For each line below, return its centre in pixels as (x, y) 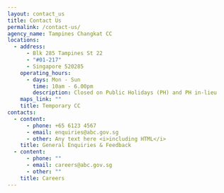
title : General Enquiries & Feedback (76, 146)
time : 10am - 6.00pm (63, 86)
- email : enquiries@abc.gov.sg (72, 132)
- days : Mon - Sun (53, 80)
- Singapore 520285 (55, 66)
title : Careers (43, 178)
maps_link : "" (41, 100)
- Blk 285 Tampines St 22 (64, 54)
